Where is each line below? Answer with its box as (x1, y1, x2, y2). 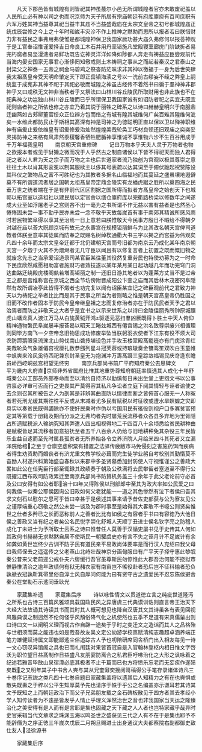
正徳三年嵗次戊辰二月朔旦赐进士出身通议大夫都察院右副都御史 (37, 719, 191, 726)
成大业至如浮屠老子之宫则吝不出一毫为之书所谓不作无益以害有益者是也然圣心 (6, 201, 196, 208)
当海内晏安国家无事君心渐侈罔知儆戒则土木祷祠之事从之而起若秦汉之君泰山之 (6, 58, 196, 65)
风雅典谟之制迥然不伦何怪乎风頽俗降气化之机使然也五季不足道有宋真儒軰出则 (6, 614, 196, 621)
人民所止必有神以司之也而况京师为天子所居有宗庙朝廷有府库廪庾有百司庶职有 (6, 13, 196, 20)
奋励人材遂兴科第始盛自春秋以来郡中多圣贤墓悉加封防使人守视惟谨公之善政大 (6, 458, 196, 464)
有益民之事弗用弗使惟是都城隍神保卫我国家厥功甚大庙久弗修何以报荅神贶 (16, 36, 196, 42)
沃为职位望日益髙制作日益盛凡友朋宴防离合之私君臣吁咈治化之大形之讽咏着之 (6, 651, 196, 659)
